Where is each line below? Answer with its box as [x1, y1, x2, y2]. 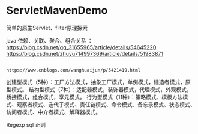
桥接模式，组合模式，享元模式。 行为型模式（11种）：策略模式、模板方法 [6, 93, 183, 100]
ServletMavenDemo [6, 4, 108, 17]
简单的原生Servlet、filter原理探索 [6, 24, 88, 31]
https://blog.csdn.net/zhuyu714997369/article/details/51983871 [6, 50, 164, 57]
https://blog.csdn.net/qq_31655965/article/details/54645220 [6, 43, 157, 51]
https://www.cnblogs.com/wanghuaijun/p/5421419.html [6, 67, 141, 73]
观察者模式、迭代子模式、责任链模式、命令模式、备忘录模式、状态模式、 [16, 100, 196, 108]
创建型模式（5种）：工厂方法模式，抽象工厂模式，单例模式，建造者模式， [6, 78, 186, 85]
